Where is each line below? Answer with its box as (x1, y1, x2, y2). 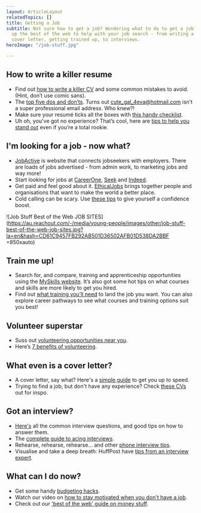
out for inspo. (14, 388, 48, 396)
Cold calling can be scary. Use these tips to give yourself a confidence (14, 195, 190, 202)
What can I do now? (6, 471, 81, 482)
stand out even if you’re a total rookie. (14, 123, 109, 130)
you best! (14, 303, 38, 311)
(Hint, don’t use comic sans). (14, 92, 86, 99)
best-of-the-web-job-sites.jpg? (6, 226, 84, 233)
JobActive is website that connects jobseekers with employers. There (14, 157, 187, 164)
